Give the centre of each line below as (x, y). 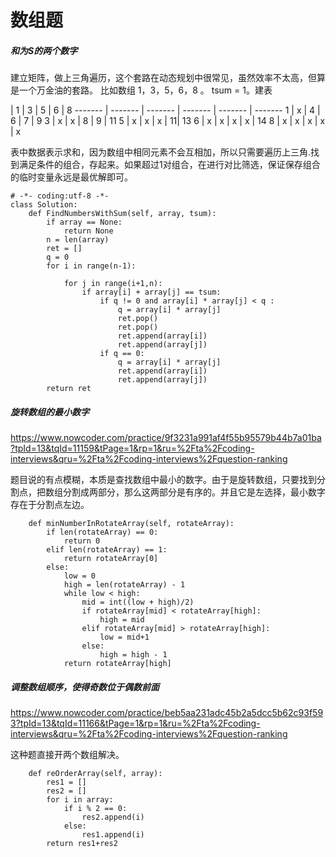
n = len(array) (78, 240)
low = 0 (80, 576)
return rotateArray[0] (111, 559)
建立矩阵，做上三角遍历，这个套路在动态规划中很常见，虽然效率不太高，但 (163, 78)
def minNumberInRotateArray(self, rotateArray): (131, 524)
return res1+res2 (82, 844)
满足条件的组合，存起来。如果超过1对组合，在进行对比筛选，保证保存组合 (169, 165)
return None (88, 231)
